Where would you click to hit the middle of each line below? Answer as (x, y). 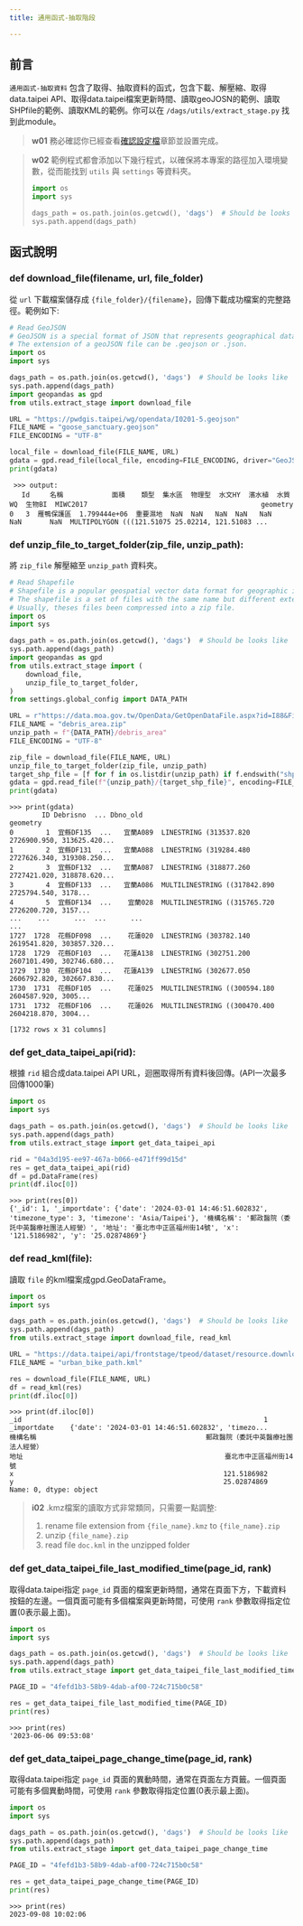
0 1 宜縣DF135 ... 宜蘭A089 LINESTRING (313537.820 (130, 833)
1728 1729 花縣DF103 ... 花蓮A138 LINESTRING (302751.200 (130, 954)
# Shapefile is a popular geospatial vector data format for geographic (149, 591)
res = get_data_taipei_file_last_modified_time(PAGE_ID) (119, 1703)
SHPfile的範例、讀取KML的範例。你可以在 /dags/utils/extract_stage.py (144, 110)
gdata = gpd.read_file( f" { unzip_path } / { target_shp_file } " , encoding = (143, 782)
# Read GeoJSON (38, 327)
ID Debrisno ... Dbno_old (92, 815)
